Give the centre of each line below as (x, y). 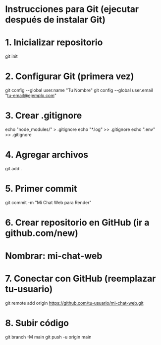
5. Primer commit (41, 189)
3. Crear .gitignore (44, 116)
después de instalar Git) (55, 20)
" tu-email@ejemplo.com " (31, 96)
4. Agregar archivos (47, 155)
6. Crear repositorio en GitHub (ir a (77, 223)
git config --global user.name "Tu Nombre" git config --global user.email (79, 90)
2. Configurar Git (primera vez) (70, 76)
